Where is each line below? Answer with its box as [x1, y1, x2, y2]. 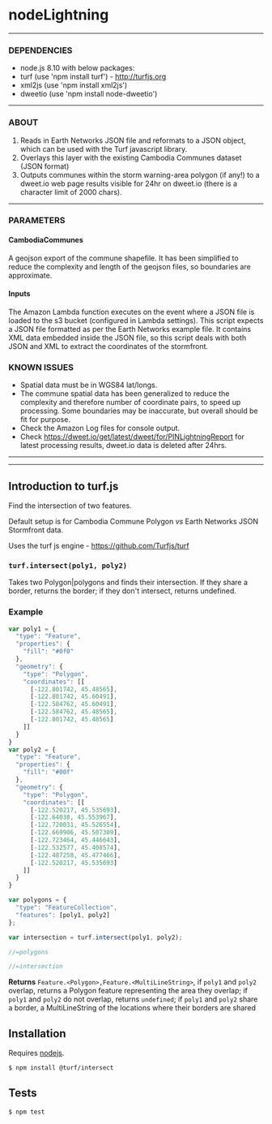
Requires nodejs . [8, 1049, 65, 1058]
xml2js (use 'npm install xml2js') [19, 80, 128, 90]
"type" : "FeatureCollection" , [15, 903, 117, 912]
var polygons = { [8, 896, 67, 904]
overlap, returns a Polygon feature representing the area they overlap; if [8, 986, 249, 996]
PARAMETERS [8, 215, 66, 226]
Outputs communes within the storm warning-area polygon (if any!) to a [19, 170, 261, 179]
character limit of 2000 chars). [19, 187, 123, 196]
